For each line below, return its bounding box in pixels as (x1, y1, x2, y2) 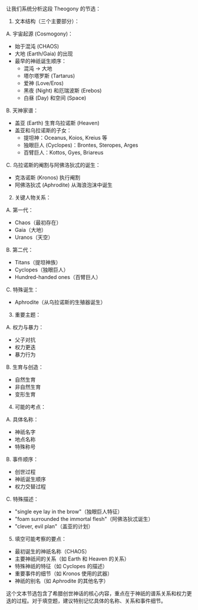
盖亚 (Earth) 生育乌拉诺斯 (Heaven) (14, 120, 100, 126)
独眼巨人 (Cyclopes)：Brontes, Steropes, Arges (23, 142, 138, 149)
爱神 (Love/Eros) (23, 80, 64, 87)
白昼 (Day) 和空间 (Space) (23, 94, 87, 101)
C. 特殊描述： (6, 496, 39, 503)
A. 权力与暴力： (6, 324, 44, 330)
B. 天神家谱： (6, 107, 39, 114)
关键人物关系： (14, 194, 51, 201)
